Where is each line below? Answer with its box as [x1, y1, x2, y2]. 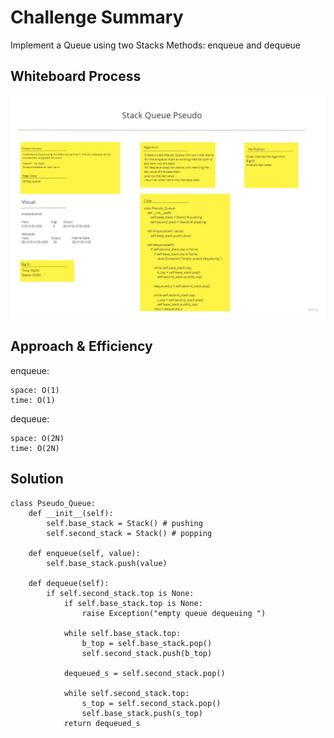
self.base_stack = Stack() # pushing [46, 518, 203, 528]
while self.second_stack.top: [63, 688, 190, 698]
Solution [10, 471, 64, 488]
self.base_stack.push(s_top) [81, 708, 203, 718]
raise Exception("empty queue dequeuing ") [81, 608, 267, 618]
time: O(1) [10, 395, 56, 405]
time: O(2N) [10, 443, 60, 453]
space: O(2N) [10, 433, 65, 443]
